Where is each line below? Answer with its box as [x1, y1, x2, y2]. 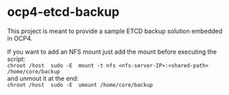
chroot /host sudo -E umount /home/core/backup [7, 81, 154, 88]
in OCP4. [7, 34, 33, 42]
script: [7, 54, 26, 63]
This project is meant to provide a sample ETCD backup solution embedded [7, 27, 223, 35]
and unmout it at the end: [7, 74, 79, 83]
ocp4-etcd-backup [7, 4, 120, 20]
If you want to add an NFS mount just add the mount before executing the [7, 47, 217, 56]
